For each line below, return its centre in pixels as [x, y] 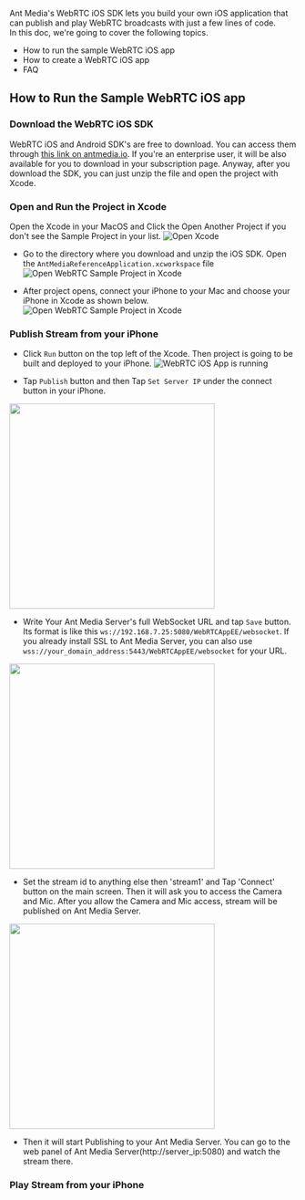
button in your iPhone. [64, 391]
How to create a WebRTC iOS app [86, 60]
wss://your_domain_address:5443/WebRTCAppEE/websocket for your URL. [155, 651]
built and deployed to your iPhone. [87, 363]
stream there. [48, 1162]
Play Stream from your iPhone [77, 1185]
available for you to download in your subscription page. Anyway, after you [150, 163]
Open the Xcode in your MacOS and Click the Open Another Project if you [148, 226]
